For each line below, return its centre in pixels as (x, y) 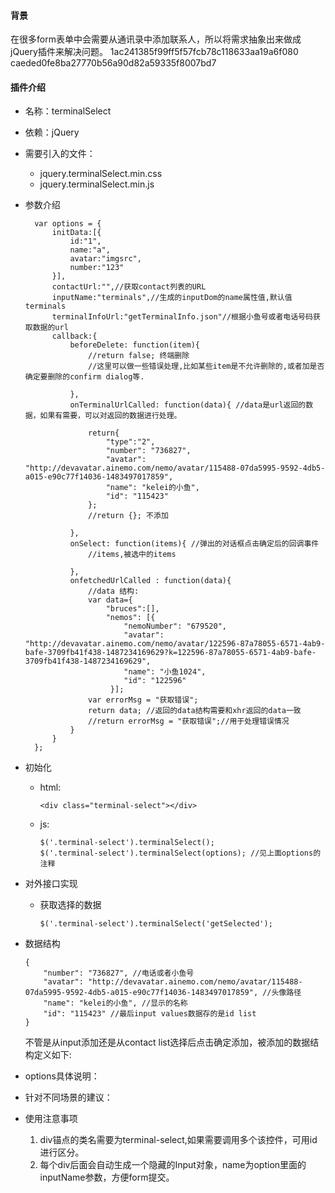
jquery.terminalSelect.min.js (97, 184)
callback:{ (74, 336)
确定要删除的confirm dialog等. (84, 377)
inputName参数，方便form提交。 (107, 1177)
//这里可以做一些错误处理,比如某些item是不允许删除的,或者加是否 (206, 366)
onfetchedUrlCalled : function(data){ (150, 581)
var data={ (110, 600)
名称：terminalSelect (68, 111)
